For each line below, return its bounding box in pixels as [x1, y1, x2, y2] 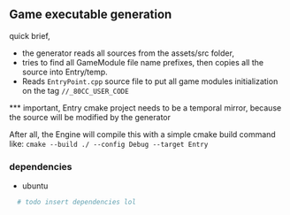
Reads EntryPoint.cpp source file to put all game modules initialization [21, 75, 279, 87]
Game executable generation [9, 7, 172, 22]
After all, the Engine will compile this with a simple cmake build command [9, 128, 276, 140]
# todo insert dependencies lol [17, 198, 137, 207]
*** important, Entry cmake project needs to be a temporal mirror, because [9, 102, 282, 113]
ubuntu [21, 180, 49, 191]
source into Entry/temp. [21, 66, 108, 77]
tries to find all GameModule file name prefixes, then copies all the [21, 57, 263, 67]
